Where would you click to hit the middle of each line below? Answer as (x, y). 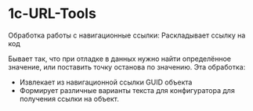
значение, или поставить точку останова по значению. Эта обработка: (127, 66)
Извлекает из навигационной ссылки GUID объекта (106, 82)
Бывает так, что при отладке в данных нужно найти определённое (119, 59)
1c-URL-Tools (52, 14)
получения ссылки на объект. (69, 98)
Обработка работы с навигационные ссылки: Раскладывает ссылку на (127, 35)
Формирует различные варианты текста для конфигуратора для (127, 90)
